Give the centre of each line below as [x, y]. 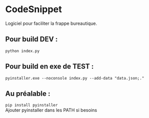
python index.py [22, 51]
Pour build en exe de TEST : [50, 67]
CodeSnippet [34, 9]
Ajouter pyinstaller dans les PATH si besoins [51, 110]
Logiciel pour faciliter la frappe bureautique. [51, 23]
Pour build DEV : [32, 39]
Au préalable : [28, 93]
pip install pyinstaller [32, 105]
